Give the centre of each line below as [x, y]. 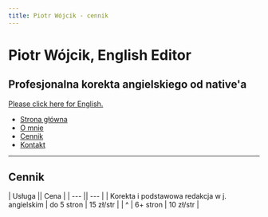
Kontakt [33, 144]
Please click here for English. [56, 104]
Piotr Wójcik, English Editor [100, 55]
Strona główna [43, 119]
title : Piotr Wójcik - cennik [59, 16]
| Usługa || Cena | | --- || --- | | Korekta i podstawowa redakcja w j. [118, 196]
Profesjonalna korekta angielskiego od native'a [128, 85]
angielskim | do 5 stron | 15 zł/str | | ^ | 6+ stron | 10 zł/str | [104, 205]
